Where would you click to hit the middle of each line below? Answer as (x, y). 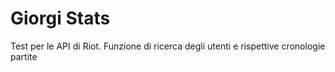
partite (24, 56)
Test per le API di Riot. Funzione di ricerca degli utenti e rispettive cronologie (168, 46)
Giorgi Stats (60, 18)
